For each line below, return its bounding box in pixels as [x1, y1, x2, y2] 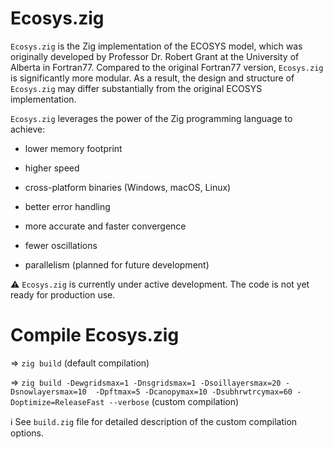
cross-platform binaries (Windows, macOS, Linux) [24, 181, 232, 193]
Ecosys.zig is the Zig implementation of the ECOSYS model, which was [10, 40, 303, 52]
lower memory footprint [24, 142, 123, 154]
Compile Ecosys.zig [10, 324, 180, 347]
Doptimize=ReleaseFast [10, 397, 105, 407]
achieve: [10, 123, 46, 135]
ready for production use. [10, 288, 116, 301]
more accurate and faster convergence [24, 220, 187, 232]
